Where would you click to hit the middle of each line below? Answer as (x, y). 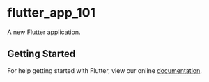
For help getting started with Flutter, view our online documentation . (104, 70)
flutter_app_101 (52, 13)
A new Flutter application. (44, 32)
